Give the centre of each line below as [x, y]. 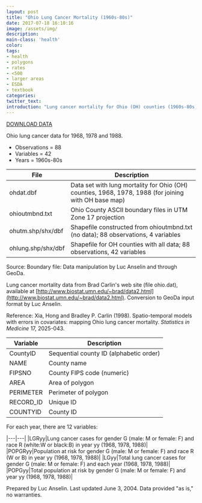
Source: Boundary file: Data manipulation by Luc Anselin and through [92, 267]
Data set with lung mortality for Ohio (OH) [129, 185]
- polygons [20, 62]
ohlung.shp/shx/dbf [37, 248]
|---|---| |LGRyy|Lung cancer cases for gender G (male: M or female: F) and [100, 438]
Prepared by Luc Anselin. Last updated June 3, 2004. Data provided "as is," [100, 488]
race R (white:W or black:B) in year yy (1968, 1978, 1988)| [77, 445]
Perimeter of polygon [78, 392]
